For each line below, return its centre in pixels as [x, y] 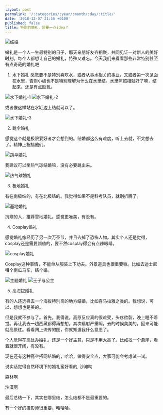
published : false [23, 23]
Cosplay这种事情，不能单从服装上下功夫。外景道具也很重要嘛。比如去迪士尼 [81, 264]
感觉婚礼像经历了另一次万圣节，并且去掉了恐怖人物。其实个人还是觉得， [77, 237]
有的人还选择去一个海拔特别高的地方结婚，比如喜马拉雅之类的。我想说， [77, 301]
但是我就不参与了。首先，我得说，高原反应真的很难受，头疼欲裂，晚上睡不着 [81, 317]
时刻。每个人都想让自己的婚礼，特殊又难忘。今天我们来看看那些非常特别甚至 [81, 58]
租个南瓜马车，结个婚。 [28, 270]
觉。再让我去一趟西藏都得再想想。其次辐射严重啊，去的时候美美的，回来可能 [81, 324]
